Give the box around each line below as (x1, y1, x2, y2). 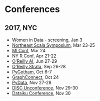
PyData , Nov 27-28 (11, 79, 52, 85)
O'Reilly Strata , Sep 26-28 (11, 64, 66, 69)
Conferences (4, 4, 60, 15)
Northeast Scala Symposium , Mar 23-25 (11, 42, 95, 48)
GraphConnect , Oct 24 (11, 74, 59, 80)
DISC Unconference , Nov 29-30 (11, 85, 78, 91)
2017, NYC (4, 24, 37, 32)
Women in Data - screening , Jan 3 (11, 37, 83, 43)
